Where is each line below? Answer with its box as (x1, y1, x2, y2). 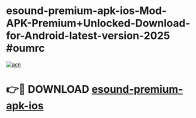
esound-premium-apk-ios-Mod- (6, 4, 167, 18)
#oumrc (6, 42, 45, 55)
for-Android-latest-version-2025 (6, 29, 170, 42)
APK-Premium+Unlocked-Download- (6, 16, 191, 30)
